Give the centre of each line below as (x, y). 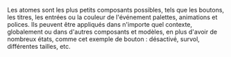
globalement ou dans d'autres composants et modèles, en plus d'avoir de (112, 32)
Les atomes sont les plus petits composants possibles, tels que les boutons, (115, 10)
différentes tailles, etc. (39, 46)
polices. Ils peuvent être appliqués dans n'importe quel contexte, (100, 24)
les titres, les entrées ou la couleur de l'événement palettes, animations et (112, 17)
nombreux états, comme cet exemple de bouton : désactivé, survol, (103, 39)
